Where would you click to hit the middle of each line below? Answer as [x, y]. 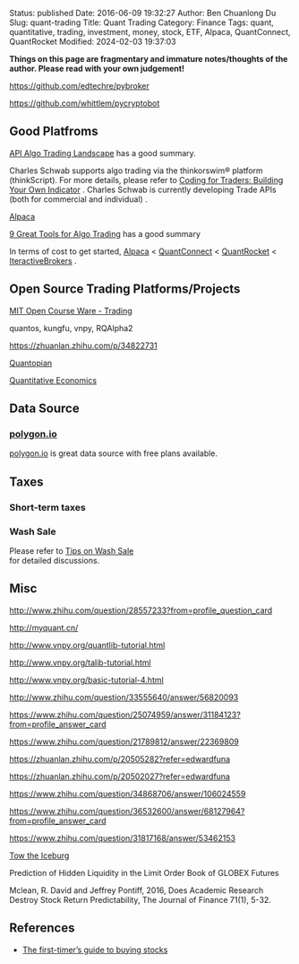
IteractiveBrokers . [43, 260]
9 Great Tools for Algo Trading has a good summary [105, 233]
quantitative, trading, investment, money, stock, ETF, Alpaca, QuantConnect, [150, 32]
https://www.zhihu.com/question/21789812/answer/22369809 [124, 741]
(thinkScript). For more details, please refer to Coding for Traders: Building [146, 180]
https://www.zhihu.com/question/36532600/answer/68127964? [127, 811]
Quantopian [31, 363]
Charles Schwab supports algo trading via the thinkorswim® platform [137, 171]
